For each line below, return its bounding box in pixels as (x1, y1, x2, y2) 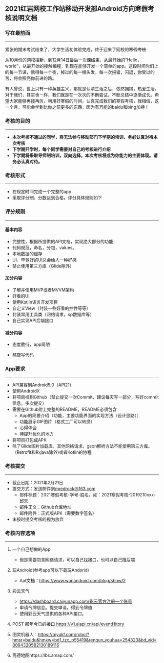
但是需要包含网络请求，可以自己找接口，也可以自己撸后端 (19, 557, 135, 563)
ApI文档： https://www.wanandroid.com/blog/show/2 (19, 578, 126, 584)
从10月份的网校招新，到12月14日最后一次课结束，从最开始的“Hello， (5, 57, 142, 63)
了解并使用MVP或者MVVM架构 (12, 287, 74, 293)
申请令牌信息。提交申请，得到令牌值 (19, 605, 93, 611)
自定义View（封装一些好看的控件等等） (12, 305, 91, 311)
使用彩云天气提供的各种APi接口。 (19, 611, 86, 616)
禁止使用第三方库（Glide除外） (12, 263, 74, 269)
